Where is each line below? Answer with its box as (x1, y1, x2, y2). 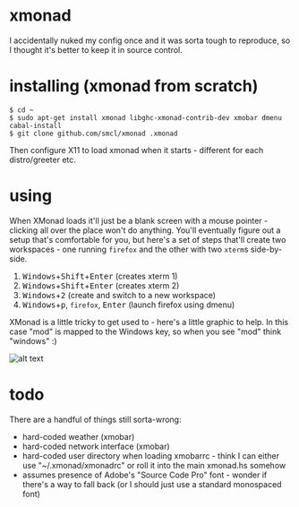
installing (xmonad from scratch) (9, 76, 259, 97)
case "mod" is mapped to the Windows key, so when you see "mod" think (9, 326, 282, 337)
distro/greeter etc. (9, 154, 76, 165)
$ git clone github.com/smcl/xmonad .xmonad (9, 129, 178, 138)
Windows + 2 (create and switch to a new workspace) (21, 289, 217, 300)
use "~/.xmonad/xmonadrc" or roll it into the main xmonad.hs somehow (21, 460, 286, 470)
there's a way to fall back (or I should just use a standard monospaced (21, 478, 282, 489)
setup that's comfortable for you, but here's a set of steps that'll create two (9, 234, 286, 245)
